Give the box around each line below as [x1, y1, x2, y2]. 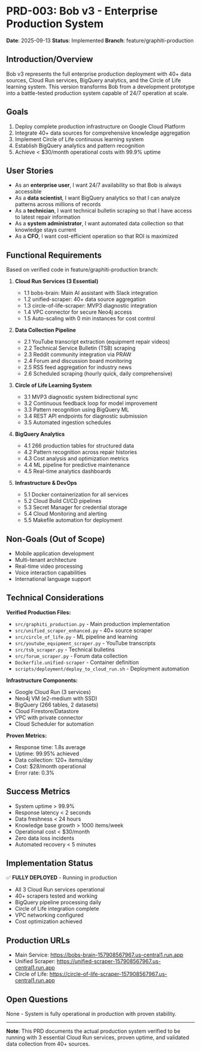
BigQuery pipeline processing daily [14, 899, 102, 906]
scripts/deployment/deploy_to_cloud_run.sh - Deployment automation [14, 665, 190, 672]
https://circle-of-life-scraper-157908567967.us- [49, 970, 167, 978]
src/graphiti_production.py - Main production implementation [14, 620, 170, 627]
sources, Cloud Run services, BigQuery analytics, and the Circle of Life [6, 76, 181, 84]
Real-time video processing [14, 563, 83, 570]
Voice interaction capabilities [14, 569, 87, 576]
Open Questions [6, 994, 68, 1005]
